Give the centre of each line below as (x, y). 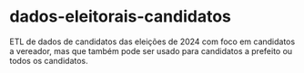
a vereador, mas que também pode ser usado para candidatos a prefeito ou (151, 50)
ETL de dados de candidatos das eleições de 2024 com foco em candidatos (152, 41)
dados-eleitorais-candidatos (121, 17)
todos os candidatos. (49, 60)
